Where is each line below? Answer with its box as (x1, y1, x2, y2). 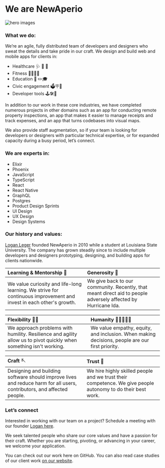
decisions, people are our (90, 336, 149, 343)
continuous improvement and (7, 293, 75, 300)
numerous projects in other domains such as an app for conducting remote (5, 107, 157, 113)
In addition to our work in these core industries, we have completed (5, 102, 141, 108)
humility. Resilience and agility (7, 330, 78, 337)
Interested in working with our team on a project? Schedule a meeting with (5, 418, 156, 424)
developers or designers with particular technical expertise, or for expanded (5, 133, 160, 138)
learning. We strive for (7, 286, 59, 293)
